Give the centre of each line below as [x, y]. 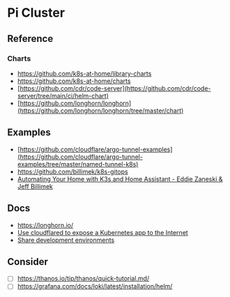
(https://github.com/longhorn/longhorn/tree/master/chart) [100, 110]
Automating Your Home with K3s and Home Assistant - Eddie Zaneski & [120, 178]
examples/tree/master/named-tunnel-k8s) [78, 164]
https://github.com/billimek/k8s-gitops [72, 172]
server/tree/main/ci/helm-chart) [63, 96]
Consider [28, 262]
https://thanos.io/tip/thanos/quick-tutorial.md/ [83, 279]
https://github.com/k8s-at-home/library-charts [84, 73]
